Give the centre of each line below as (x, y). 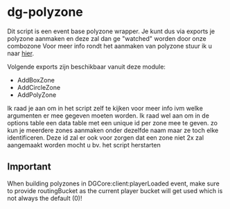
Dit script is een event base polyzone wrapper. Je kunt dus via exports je (111, 31)
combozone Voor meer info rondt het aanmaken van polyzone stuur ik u (110, 46)
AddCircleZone (39, 87)
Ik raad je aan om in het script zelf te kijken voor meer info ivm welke (105, 108)
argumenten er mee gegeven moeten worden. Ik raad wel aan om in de (108, 116)
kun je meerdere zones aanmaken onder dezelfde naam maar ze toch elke (113, 130)
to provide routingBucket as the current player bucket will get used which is (115, 190)
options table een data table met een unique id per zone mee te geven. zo (113, 122)
